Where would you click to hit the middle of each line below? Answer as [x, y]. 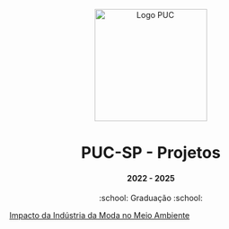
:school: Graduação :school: [151, 198]
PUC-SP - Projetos [151, 153]
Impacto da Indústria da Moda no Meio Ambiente [100, 216]
